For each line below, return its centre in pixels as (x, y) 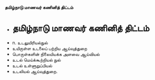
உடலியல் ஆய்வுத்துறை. (35, 71)
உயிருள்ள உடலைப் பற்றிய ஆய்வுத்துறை (50, 48)
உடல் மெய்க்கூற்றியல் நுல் (36, 60)
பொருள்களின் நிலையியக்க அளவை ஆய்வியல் (56, 54)
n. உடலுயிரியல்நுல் (30, 42)
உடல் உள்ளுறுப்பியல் (32, 65)
